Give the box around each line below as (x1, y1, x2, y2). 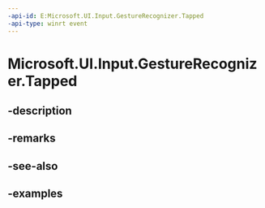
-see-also (7, 159, 58, 173)
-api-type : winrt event (7, 19, 88, 28)
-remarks (7, 132, 56, 145)
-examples (7, 187, 63, 201)
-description (7, 104, 72, 118)
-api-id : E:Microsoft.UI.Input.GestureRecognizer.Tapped (7, 11, 204, 20)
